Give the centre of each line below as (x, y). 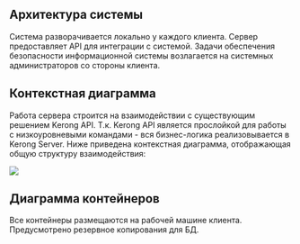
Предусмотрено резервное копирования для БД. (104, 230)
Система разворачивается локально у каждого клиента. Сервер (134, 36)
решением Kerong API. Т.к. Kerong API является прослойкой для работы (148, 124)
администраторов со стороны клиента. (85, 65)
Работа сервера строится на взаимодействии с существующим (132, 115)
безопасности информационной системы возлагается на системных (141, 55)
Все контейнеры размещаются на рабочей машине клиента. (126, 221)
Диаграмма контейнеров (84, 199)
